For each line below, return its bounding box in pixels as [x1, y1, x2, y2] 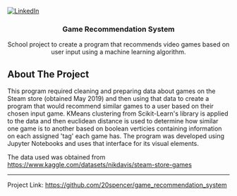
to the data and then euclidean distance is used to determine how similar [7, 117, 219, 125]
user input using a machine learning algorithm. [51, 48, 186, 56]
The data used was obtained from [7, 153, 106, 161]
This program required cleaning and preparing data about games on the [7, 87, 217, 95]
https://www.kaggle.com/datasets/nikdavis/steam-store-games [7, 161, 193, 169]
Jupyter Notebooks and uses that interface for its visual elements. [7, 140, 200, 148]
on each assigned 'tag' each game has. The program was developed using [7, 132, 224, 140]
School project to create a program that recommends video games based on [7, 40, 230, 49]
